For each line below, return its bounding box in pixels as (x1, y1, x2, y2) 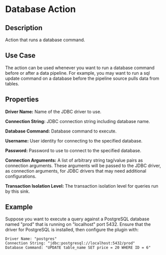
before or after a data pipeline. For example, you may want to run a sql (5, 70, 150, 76)
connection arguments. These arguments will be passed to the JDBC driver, (5, 162, 161, 169)
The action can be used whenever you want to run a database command (5, 64, 155, 71)
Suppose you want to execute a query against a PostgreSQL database (5, 216, 149, 222)
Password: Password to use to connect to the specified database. (5, 147, 141, 154)
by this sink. (5, 188, 30, 194)
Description (5, 24, 42, 32)
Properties (5, 95, 39, 104)
